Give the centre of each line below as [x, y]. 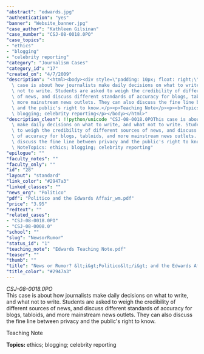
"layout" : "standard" [34, 176]
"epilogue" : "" [25, 153]
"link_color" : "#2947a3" [38, 182]
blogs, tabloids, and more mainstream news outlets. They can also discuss [100, 315]
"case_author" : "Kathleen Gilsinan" [53, 29]
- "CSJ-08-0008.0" [29, 226]
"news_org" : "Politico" [36, 192]
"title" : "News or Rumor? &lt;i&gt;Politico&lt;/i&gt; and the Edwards [99, 266]
